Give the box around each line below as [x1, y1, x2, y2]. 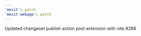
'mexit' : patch [4, 7, 36, 12]
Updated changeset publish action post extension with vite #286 [4, 25, 137, 31]
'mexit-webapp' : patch [4, 12, 51, 17]
